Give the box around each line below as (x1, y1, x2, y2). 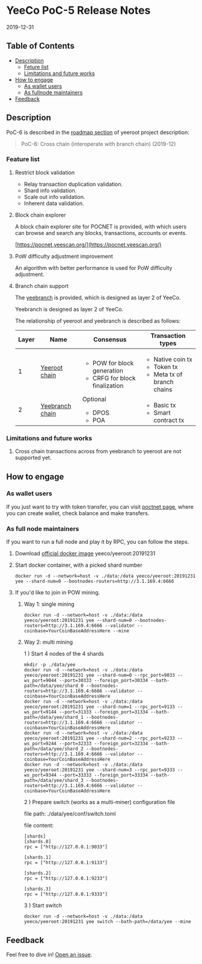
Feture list (23, 63, 49, 70)
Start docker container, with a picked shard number (14, 561, 142, 569)
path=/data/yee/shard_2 (23, 746, 84, 752)
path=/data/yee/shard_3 (23, 778, 84, 784)
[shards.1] (23, 855, 52, 861)
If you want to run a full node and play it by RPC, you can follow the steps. (6, 538, 189, 546)
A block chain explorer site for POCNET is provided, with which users (14, 223, 187, 230)
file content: (23, 822, 54, 829)
